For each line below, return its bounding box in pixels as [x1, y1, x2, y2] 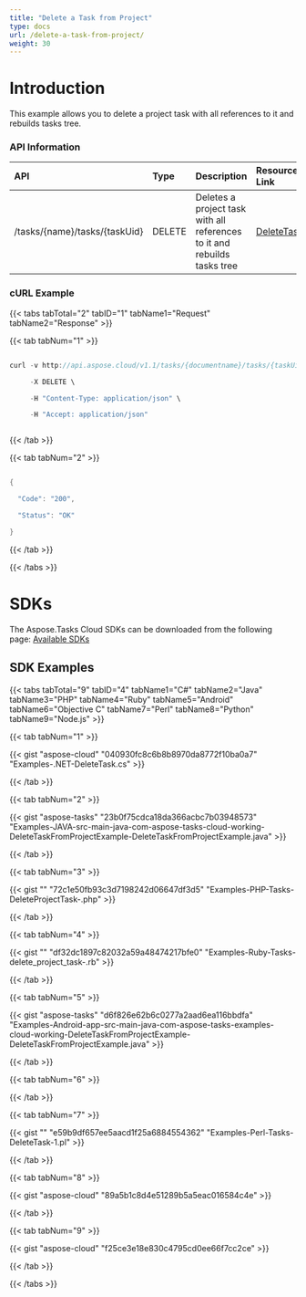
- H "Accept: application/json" [29, 410, 148, 420]
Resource [256, 164, 299, 177]
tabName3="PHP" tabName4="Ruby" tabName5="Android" [9, 694, 234, 705]
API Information [9, 141, 81, 153]
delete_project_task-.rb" [9, 956, 100, 968]
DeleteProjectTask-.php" [9, 894, 102, 905]
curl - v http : [9, 361, 64, 370]
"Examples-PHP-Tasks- [206, 884, 294, 894]
